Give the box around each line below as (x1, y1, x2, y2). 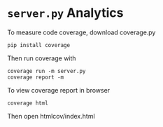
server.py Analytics (7, 5, 124, 21)
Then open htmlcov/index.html (7, 112, 96, 120)
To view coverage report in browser (7, 86, 111, 94)
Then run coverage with (7, 54, 76, 62)
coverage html (7, 100, 49, 107)
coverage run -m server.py (7, 67, 86, 74)
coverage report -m (7, 74, 64, 81)
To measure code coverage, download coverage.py (7, 28, 156, 36)
